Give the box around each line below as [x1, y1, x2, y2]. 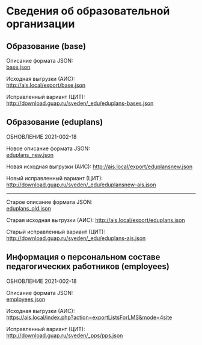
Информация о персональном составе [6, 252, 161, 262]
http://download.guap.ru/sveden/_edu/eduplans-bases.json [6, 100, 154, 107]
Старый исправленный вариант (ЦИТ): [6, 228, 106, 235]
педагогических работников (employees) [6, 261, 170, 272]
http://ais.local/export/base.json [6, 81, 86, 89]
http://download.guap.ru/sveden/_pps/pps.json [6, 332, 123, 339]
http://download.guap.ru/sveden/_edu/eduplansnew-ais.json [6, 181, 156, 188]
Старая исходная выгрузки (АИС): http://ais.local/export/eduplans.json [6, 216, 185, 224]
